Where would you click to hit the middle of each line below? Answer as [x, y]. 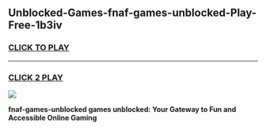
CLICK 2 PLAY [36, 77]
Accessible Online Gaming [53, 117]
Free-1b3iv [35, 26]
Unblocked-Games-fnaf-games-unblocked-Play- [133, 13]
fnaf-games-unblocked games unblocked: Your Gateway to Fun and [122, 109]
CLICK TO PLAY [39, 48]
